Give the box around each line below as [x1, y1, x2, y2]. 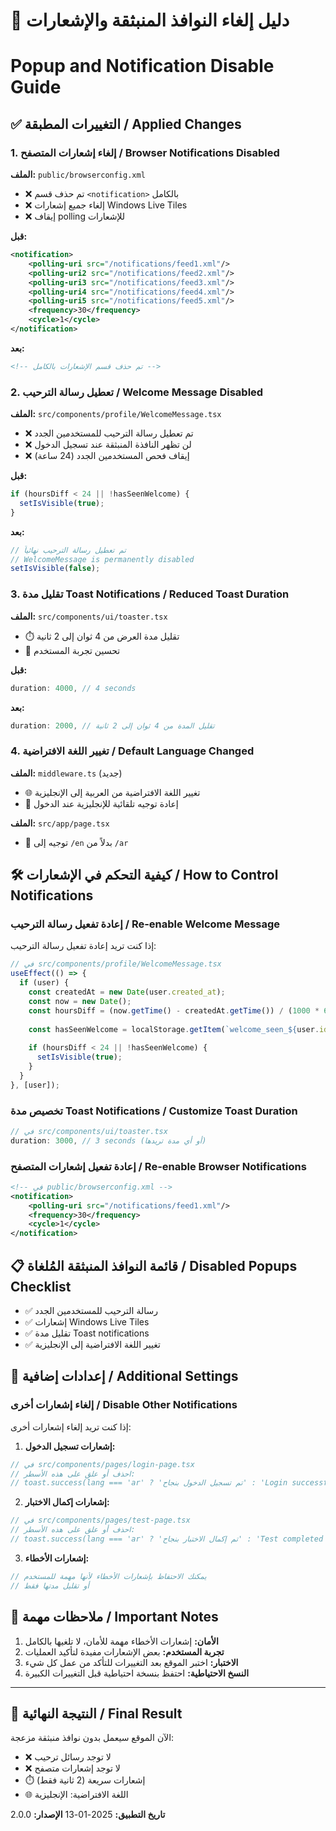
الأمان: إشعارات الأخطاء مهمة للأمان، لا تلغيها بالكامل [24, 1635, 219, 1647]
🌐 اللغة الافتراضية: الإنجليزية [24, 1789, 129, 1801]
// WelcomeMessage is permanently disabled [10, 554, 195, 564]
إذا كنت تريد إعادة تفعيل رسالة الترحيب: [10, 940, 157, 952]
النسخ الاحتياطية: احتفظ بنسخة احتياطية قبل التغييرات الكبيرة [24, 1667, 250, 1679]
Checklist [10, 1278, 72, 1295]
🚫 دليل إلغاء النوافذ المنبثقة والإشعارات [10, 9, 290, 32]
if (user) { [19, 978, 70, 988]
